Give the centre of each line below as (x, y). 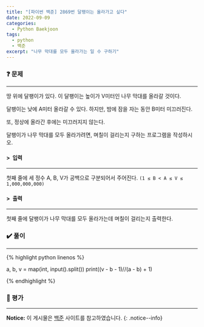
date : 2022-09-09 (28, 18)
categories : (21, 23)
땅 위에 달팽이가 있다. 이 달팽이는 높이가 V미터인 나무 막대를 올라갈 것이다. (94, 96)
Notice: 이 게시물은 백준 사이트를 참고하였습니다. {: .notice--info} (84, 318)
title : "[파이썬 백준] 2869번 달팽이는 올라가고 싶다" (67, 12)
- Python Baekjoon (35, 29)
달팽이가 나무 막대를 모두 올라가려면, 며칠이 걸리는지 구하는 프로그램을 (89, 135)
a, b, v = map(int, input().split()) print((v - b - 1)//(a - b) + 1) (80, 269)
